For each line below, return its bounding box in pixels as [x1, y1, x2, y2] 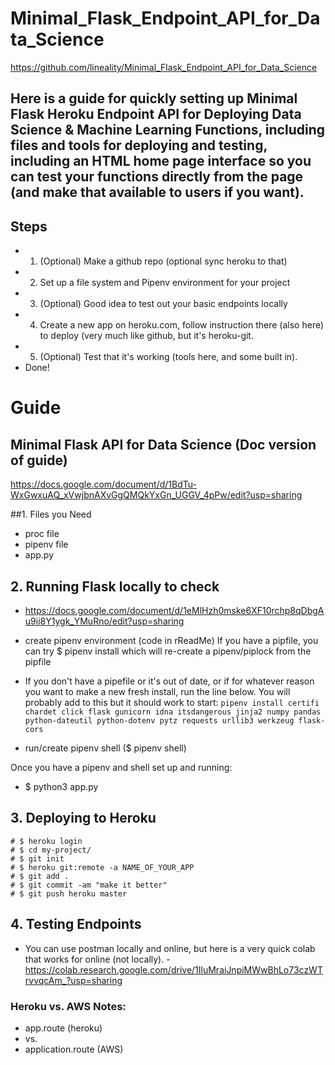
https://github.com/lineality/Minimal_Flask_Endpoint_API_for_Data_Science [10, 61, 318, 73]
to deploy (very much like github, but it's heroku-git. [39, 330, 254, 342]
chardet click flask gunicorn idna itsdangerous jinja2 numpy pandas [24, 707, 322, 717]
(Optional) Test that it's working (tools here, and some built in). [39, 351, 298, 363]
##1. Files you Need [10, 508, 92, 521]
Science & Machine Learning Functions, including [10, 122, 326, 139]
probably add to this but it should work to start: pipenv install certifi [24, 696, 320, 708]
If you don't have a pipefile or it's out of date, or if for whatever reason [24, 675, 315, 687]
